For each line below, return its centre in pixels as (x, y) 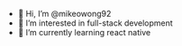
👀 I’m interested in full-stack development (95, 23)
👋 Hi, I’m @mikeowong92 (64, 14)
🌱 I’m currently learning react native (84, 32)
